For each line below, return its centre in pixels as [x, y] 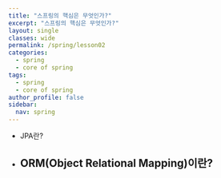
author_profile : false [46, 97]
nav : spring [36, 113]
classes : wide [32, 38]
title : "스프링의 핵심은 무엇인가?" [60, 16]
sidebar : [23, 105]
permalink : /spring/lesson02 [57, 45]
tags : [17, 75]
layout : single [34, 30]
